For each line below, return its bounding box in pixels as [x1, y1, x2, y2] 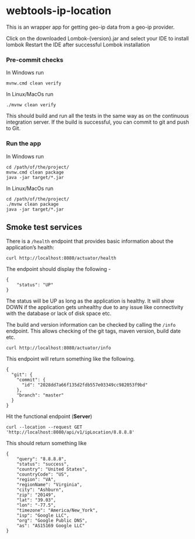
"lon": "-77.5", [16, 503, 57, 509]
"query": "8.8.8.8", [16, 456, 67, 462]
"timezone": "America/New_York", [16, 507, 98, 514]
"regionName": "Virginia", [16, 482, 83, 488]
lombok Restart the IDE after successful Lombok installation [6, 41, 150, 48]
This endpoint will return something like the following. [6, 355, 135, 362]
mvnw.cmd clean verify [6, 80, 61, 86]
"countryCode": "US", [16, 472, 69, 477]
